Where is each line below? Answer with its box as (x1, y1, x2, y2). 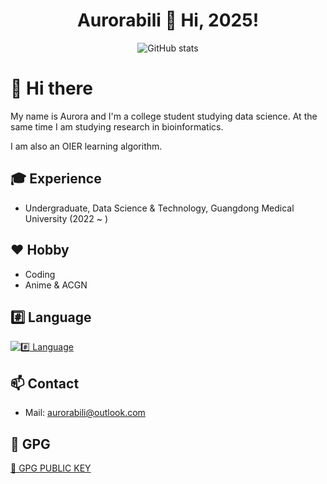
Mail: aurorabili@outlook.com (24, 407, 146, 419)
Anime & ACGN (24, 279, 88, 291)
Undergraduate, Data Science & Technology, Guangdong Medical (24, 202, 295, 214)
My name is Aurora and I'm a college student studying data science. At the (10, 110, 318, 122)
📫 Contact (10, 375, 80, 392)
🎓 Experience (10, 170, 102, 188)
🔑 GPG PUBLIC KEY (10, 462, 92, 474)
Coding (24, 268, 56, 280)
